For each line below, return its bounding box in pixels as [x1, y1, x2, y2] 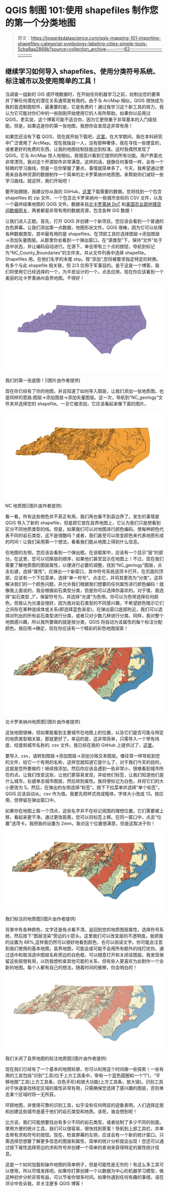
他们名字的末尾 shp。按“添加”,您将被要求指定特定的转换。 [41, 256, 161, 262]
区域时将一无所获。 [18, 1091, 58, 1097]
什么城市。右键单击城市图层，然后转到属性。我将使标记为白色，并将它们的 [5, 778, 159, 784]
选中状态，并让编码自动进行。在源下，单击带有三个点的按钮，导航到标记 [5, 243, 155, 249]
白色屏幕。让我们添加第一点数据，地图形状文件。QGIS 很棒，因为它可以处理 [5, 224, 162, 230]
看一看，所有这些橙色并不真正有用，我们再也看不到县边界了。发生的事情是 [5, 513, 159, 519]
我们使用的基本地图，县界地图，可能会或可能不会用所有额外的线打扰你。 [9, 945, 159, 951]
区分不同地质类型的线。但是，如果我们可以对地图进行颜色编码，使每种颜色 [5, 526, 159, 532]
